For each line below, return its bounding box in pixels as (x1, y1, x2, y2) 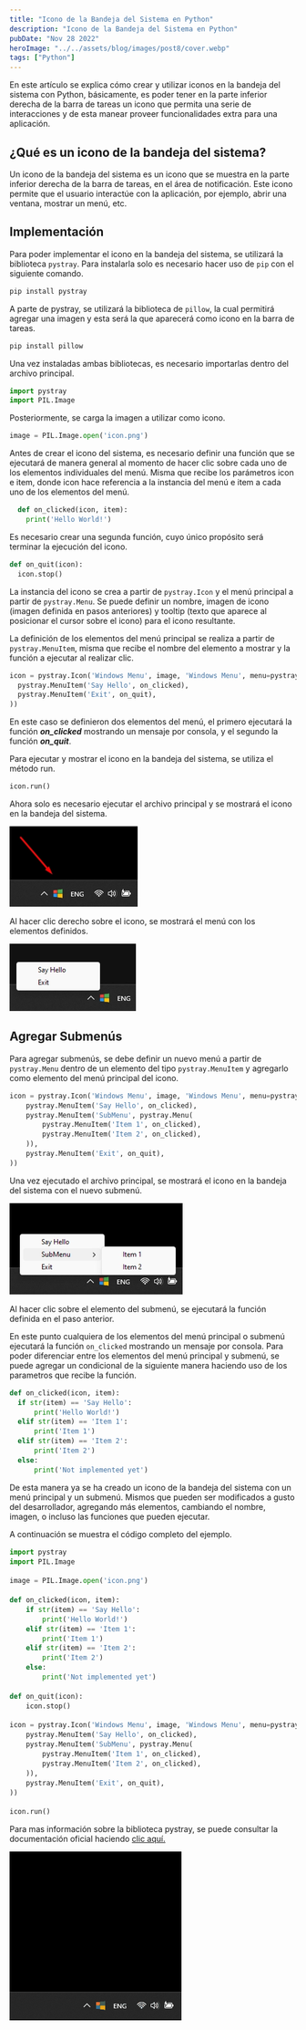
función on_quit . (9, 735, 72, 747)
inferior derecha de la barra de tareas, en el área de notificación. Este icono (9, 178, 293, 189)
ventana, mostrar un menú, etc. (9, 197, 127, 209)
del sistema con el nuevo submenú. (9, 1184, 143, 1195)
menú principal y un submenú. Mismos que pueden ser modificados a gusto (9, 1492, 295, 1503)
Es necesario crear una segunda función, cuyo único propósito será (9, 531, 264, 542)
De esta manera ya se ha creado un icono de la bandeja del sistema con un (9, 1482, 291, 1493)
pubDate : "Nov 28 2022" (9, 34, 100, 43)
